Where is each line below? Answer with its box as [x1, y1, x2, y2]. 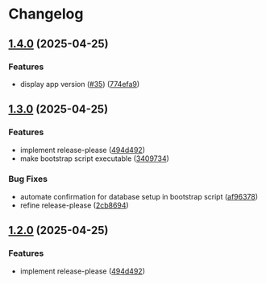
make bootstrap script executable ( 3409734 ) [19, 154, 169, 163]
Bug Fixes [8, 174, 48, 185]
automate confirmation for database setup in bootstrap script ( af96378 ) [19, 191, 259, 201]
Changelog [8, 5, 84, 23]
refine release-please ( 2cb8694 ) [19, 200, 129, 210]
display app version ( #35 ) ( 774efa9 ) [19, 79, 140, 88]
